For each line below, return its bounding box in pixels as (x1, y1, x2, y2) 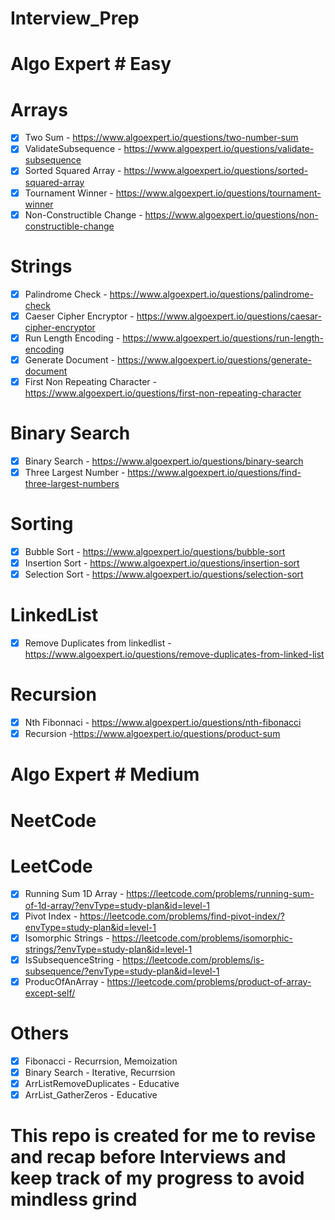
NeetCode (10, 809, 97, 832)
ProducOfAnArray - (24, 975, 105, 987)
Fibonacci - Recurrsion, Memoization (24, 1055, 178, 1067)
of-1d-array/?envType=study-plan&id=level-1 (24, 899, 210, 911)
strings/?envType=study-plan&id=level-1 (24, 943, 193, 955)
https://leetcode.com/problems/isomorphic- (111, 932, 293, 944)
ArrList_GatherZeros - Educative (24, 1088, 158, 1101)
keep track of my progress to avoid (10, 1167, 305, 1190)
